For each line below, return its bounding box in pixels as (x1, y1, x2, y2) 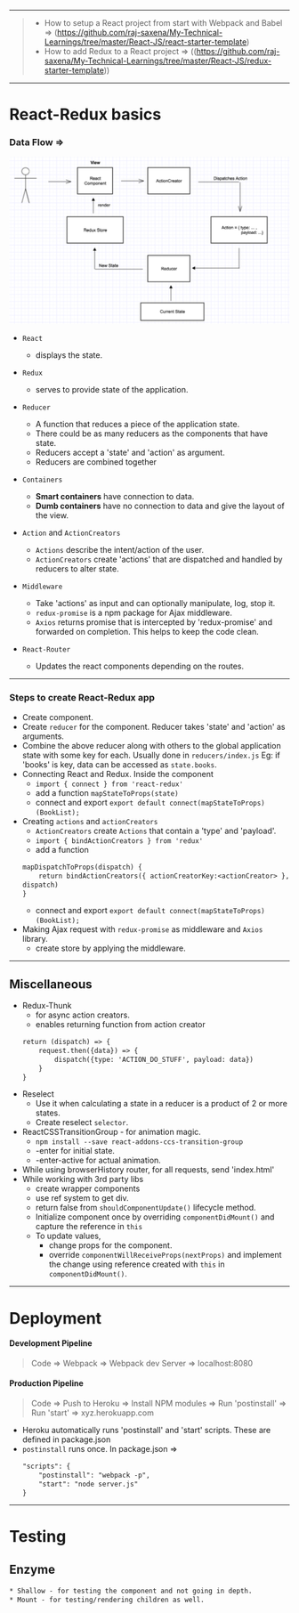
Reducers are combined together (35, 457, 158, 467)
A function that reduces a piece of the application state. (35, 419, 240, 430)
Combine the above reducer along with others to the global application (21, 740, 282, 750)
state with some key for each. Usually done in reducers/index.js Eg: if (21, 750, 280, 760)
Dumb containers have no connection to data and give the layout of (35, 500, 285, 512)
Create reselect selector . (35, 1117, 129, 1128)
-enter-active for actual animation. (35, 1155, 162, 1166)
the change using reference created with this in (48, 1259, 225, 1269)
